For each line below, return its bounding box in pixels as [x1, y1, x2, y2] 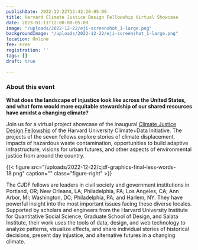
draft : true [6, 58, 35, 64]
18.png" [6, 169, 25, 177]
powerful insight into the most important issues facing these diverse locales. [6, 200, 192, 207]
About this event [6, 83, 55, 91]
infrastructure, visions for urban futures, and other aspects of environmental [6, 146, 192, 153]
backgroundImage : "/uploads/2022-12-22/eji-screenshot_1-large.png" [6, 31, 178, 37]
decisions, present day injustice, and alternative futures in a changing [6, 232, 176, 239]
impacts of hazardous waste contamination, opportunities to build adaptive [6, 139, 189, 146]
